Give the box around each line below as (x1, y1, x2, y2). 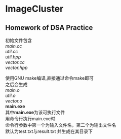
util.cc (5, 49, 18, 54)
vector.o (5, 98, 23, 104)
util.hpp (5, 54, 21, 60)
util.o (5, 92, 16, 98)
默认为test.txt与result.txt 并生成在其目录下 (5, 128, 93, 134)
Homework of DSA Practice (5, 23, 93, 32)
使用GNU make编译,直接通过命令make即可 (5, 75, 94, 81)
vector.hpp (5, 64, 28, 71)
